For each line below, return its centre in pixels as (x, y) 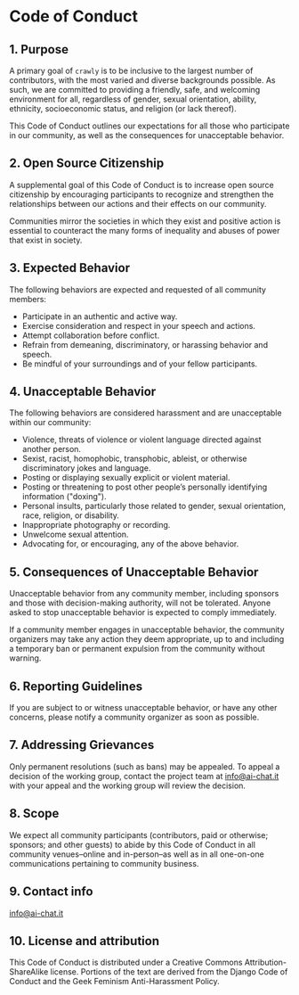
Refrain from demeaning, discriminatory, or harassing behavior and (145, 344)
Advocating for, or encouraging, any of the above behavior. (130, 544)
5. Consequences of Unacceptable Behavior (134, 572)
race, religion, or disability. (71, 515)
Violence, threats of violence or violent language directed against (141, 440)
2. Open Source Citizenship (87, 164)
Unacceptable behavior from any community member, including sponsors (144, 594)
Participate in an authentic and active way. (100, 316)
